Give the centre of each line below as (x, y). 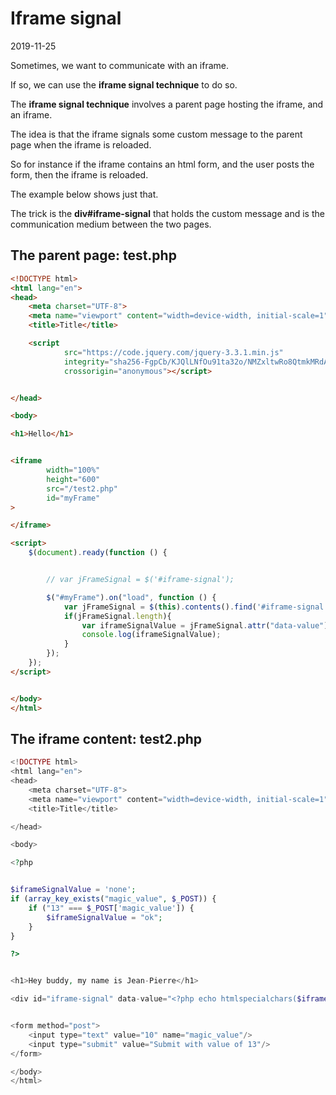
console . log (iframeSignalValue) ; (151, 635)
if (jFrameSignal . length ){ (117, 616)
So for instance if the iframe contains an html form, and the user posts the (162, 164)
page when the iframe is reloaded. (81, 144)
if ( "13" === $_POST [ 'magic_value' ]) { (111, 908)
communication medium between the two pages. (111, 224)
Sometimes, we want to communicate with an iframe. (120, 65)
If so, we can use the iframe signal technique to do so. (124, 84)
